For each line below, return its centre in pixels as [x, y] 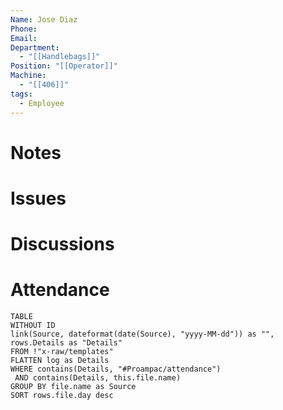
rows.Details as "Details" [66, 343]
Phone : [24, 29]
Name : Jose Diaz [44, 19]
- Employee [42, 103]
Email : [24, 38]
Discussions [62, 244]
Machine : [28, 76]
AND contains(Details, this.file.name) [98, 378]
